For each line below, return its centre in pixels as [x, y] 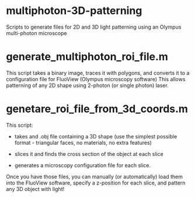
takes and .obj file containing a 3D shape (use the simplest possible [96, 136]
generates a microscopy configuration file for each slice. [82, 165]
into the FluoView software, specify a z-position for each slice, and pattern [96, 183]
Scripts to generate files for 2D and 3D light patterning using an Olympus [94, 27]
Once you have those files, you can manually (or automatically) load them [94, 176]
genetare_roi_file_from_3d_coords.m [97, 109]
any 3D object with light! [35, 189]
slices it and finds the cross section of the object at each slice [89, 154]
